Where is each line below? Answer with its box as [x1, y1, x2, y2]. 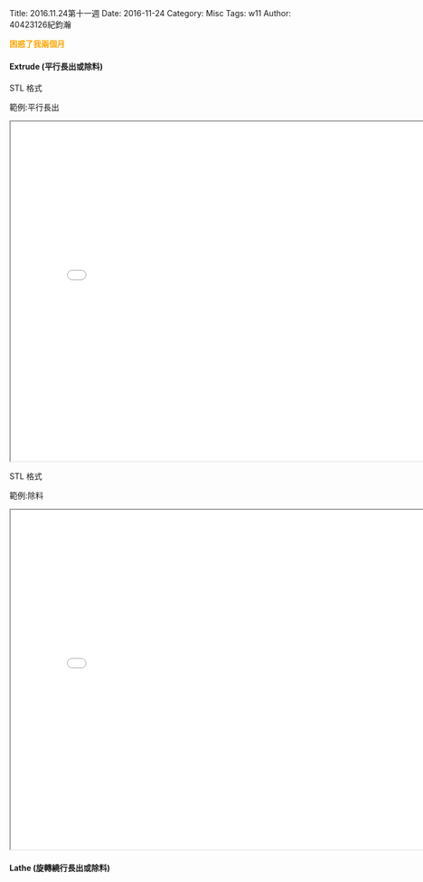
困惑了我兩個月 [9, 39, 65, 49]
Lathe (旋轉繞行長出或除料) [9, 862, 111, 873]
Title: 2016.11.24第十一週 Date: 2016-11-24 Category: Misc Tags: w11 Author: [9, 8, 292, 18]
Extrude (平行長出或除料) [9, 61, 104, 72]
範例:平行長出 [9, 102, 61, 113]
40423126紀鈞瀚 [9, 19, 72, 30]
